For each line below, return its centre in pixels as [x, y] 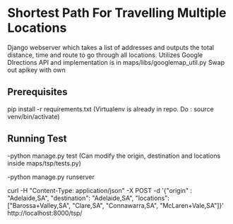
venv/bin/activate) [34, 116]
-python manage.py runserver [51, 177]
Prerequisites [37, 92]
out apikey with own [36, 70]
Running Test [37, 139]
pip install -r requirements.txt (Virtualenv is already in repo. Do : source [110, 109]
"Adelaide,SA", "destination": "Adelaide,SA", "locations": [88, 198]
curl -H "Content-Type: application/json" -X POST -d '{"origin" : [100, 190]
